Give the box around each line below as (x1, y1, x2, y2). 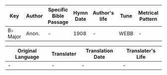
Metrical (138, 9, 159, 16)
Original (17, 47, 37, 54)
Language (14, 54, 40, 60)
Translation (85, 47, 113, 54)
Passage (48, 19, 69, 25)
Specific (48, 6, 69, 13)
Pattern (139, 16, 158, 22)
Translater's (126, 47, 156, 54)
